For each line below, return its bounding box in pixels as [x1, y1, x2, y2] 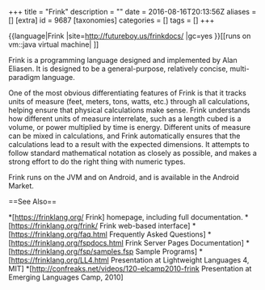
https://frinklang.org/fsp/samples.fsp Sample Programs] [11, 246, 198, 256]
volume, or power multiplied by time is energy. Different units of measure [8, 123, 251, 132]
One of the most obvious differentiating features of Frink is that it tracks [8, 88, 246, 98]
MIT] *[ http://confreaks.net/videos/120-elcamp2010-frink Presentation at [8, 264, 252, 273]
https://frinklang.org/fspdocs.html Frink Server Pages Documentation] [11, 238, 245, 247]
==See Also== [8, 197, 57, 206]
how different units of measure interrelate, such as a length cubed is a [8, 114, 242, 124]
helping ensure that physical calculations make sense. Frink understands [8, 105, 250, 115]
